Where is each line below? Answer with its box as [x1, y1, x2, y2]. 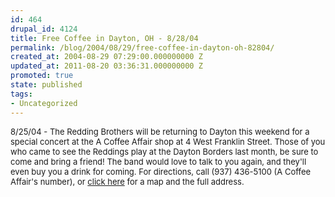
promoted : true [10, 71, 74, 81]
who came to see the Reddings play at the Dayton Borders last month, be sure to [10, 146, 319, 157]
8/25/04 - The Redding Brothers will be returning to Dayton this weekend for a [10, 126, 310, 137]
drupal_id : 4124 [10, 24, 78, 34]
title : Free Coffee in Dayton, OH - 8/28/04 [10, 33, 199, 43]
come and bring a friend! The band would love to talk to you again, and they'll [10, 156, 307, 167]
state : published [10, 80, 83, 90]
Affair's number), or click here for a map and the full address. [10, 176, 245, 187]
